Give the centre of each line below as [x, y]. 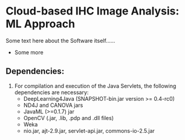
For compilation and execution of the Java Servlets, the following [95, 86]
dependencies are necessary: [51, 92]
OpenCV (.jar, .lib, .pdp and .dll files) [69, 118]
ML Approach [41, 24]
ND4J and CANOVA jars [53, 105]
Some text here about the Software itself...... [60, 40]
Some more [29, 52]
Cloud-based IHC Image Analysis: [92, 11]
